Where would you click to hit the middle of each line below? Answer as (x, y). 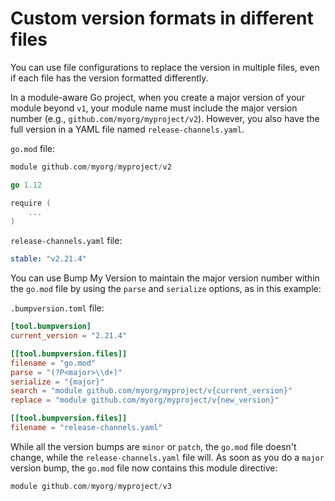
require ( (31, 203)
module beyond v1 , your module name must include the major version (154, 108)
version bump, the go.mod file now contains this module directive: (144, 468)
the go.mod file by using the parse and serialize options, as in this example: (166, 289)
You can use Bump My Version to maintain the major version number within (165, 278)
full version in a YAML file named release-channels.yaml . (127, 129)
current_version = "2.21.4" (69, 336)
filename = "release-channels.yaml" (86, 428)
